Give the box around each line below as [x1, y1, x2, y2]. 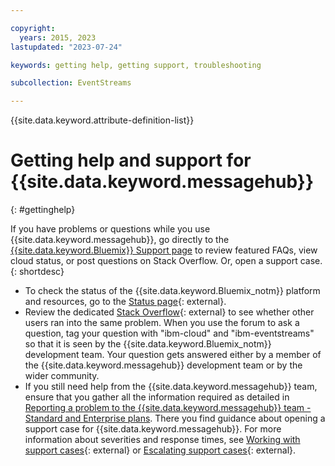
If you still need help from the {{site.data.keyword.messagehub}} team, [24, 381, 318, 393]
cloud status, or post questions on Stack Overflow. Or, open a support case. [10, 255, 323, 267]
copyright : [10, 23, 56, 33]
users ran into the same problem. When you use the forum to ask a [24, 317, 300, 329]
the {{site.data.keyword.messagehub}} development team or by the [24, 359, 303, 371]
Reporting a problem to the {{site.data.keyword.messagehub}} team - [24, 402, 312, 414]
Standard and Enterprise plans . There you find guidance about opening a [24, 412, 326, 425]
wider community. [24, 370, 100, 382]
